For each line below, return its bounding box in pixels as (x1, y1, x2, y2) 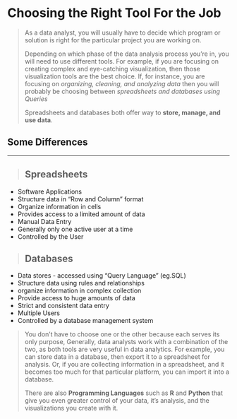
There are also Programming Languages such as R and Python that (24, 389, 224, 397)
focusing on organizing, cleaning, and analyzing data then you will (24, 79, 219, 88)
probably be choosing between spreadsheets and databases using (24, 87, 221, 95)
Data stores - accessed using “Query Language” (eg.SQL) (17, 271, 186, 280)
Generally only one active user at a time (17, 225, 133, 233)
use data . (24, 115, 53, 124)
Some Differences (7, 136, 88, 148)
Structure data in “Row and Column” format (17, 194, 144, 203)
